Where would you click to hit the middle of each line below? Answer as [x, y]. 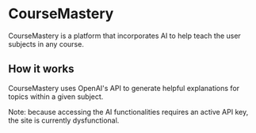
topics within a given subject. [56, 97]
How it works [41, 69]
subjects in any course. [46, 44]
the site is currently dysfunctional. [64, 120]
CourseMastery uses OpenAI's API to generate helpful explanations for [124, 88]
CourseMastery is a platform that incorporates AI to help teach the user [125, 36]
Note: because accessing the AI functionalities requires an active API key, [128, 112]
